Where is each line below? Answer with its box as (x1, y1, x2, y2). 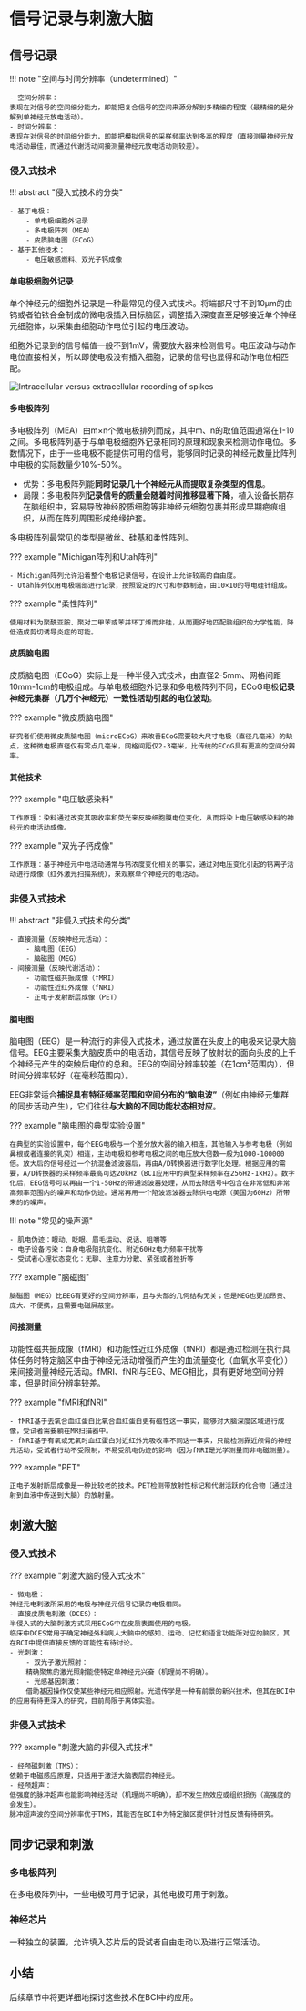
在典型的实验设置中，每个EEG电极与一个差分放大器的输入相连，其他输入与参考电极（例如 (9, 1140, 293, 1149)
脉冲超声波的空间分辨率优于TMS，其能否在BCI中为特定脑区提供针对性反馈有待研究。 (9, 1810, 279, 1819)
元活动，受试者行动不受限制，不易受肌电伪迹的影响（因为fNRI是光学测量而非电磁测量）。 (9, 1446, 294, 1455)
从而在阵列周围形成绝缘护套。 (38, 512, 151, 523)
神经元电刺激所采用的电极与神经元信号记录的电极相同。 (9, 1599, 187, 1609)
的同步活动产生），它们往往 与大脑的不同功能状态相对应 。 (9, 1100, 221, 1111)
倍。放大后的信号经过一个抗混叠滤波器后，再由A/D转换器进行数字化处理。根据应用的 (9, 1159, 280, 1168)
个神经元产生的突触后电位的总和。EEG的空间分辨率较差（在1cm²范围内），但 (9, 1058, 295, 1069)
